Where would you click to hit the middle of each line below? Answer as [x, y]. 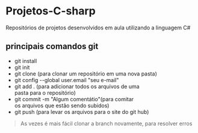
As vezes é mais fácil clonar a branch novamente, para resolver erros [106, 123]
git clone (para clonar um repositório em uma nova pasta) [85, 74]
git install [26, 61]
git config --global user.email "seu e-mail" [67, 80]
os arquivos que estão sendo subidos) [62, 105]
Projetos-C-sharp [51, 11]
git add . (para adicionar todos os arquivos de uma [77, 86]
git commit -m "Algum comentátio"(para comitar [74, 99]
